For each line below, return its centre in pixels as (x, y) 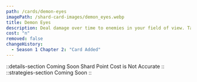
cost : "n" (18, 33)
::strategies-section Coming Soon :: (49, 72)
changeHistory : (25, 45)
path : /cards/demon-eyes (36, 11)
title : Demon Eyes (28, 22)
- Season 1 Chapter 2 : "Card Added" (56, 50)
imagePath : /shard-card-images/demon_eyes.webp (65, 17)
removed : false (25, 39)
